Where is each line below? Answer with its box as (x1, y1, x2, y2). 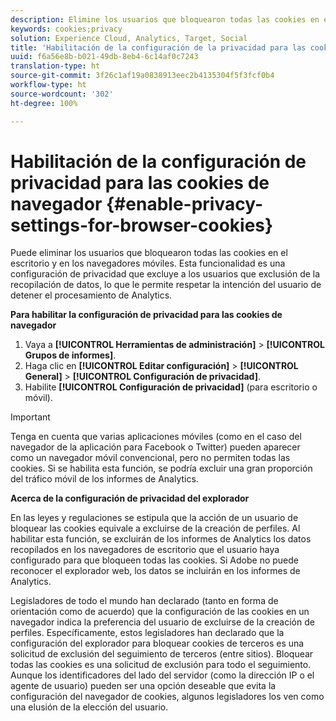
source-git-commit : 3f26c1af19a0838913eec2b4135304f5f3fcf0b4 (10, 71, 275, 81)
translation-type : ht (10, 61, 101, 71)
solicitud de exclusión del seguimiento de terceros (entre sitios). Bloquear (10, 648, 314, 660)
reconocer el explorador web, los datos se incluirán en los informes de (10, 565, 301, 577)
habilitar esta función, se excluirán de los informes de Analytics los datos (10, 533, 312, 545)
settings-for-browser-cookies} (10, 214, 274, 236)
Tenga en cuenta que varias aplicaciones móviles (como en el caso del (10, 431, 302, 443)
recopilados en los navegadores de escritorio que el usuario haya (10, 544, 280, 556)
